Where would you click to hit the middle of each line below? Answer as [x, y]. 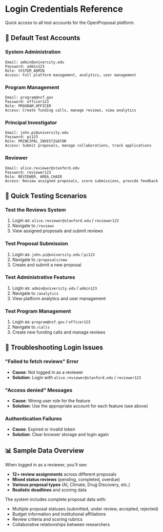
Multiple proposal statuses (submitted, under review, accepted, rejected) [85, 509]
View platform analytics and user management [59, 298]
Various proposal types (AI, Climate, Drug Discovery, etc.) [71, 485]
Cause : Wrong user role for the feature [51, 401]
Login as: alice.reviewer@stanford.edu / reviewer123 [65, 220]
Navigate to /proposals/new [40, 259]
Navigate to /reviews [33, 226]
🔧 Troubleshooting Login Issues [54, 348]
